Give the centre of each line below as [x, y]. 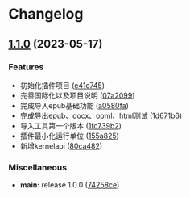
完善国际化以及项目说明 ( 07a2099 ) [77, 95]
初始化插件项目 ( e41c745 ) [62, 85]
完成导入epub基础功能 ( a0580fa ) [74, 105]
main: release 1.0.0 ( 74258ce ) [70, 185]
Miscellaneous [37, 167]
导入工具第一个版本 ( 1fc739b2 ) [71, 125]
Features [26, 67]
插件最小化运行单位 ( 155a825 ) [69, 136]
